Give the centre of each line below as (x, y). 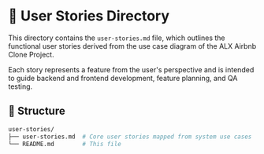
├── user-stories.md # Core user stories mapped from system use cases (130, 137)
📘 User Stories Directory (89, 16)
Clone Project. (31, 54)
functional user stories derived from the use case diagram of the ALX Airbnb (132, 46)
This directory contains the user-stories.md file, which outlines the (117, 38)
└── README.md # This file (65, 144)
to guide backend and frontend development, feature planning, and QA (123, 78)
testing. (20, 86)
